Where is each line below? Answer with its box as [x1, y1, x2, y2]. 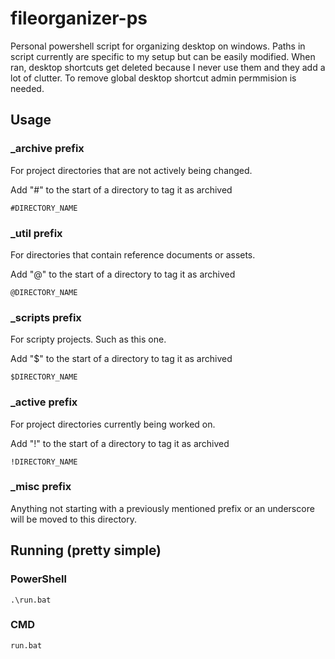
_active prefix [10, 395, 78, 409]
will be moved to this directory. [10, 513, 138, 525]
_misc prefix [10, 480, 72, 494]
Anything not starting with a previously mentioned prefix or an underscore [10, 502, 315, 514]
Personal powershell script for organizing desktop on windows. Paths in [10, 40, 306, 52]
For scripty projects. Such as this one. [10, 333, 167, 346]
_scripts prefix [10, 310, 82, 324]
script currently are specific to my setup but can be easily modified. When [10, 50, 316, 62]
